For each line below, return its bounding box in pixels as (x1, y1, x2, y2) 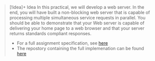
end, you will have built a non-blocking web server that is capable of (9, 9, 150, 15)
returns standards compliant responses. (9, 31, 92, 36)
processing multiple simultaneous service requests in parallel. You (9, 15, 146, 20)
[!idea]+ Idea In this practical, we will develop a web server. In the (9, 4, 145, 10)
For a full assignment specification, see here (16, 40, 108, 46)
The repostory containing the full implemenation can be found (16, 46, 144, 51)
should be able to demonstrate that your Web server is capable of (9, 20, 145, 26)
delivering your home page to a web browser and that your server (9, 25, 145, 31)
